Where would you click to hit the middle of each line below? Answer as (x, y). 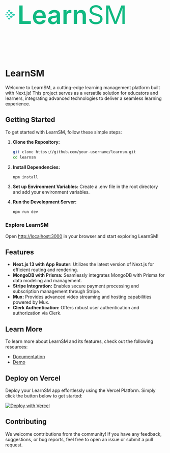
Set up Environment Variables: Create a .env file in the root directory (85, 186)
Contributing (26, 422)
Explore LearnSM (27, 225)
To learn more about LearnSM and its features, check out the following (79, 341)
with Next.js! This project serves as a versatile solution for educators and (82, 93)
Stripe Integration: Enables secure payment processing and (76, 286)
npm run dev (25, 212)
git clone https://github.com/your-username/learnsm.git (74, 152)
